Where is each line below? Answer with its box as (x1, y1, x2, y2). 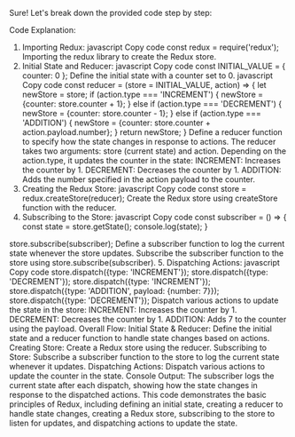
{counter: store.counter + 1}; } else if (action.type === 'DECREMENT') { (21, 99, 283, 109)
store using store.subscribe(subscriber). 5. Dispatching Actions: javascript (9, 258, 281, 267)
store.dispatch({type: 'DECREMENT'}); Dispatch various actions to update (9, 295, 279, 306)
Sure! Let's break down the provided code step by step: (9, 8, 213, 18)
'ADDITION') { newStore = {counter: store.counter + (21, 117, 211, 128)
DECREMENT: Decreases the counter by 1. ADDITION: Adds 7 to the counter (9, 314, 287, 324)
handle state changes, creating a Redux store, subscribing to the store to (9, 409, 276, 418)
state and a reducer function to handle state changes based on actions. (9, 333, 270, 343)
